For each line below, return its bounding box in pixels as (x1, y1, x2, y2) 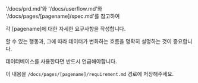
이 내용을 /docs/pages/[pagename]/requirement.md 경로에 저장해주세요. (5, 71, 174, 77)
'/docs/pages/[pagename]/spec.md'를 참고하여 (5, 12, 120, 20)
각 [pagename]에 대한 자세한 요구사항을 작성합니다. (5, 25, 126, 32)
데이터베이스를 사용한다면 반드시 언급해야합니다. (5, 58, 117, 65)
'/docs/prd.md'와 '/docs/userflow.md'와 (5, 5, 102, 12)
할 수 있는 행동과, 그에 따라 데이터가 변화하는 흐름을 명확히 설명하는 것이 (5, 38, 172, 44)
